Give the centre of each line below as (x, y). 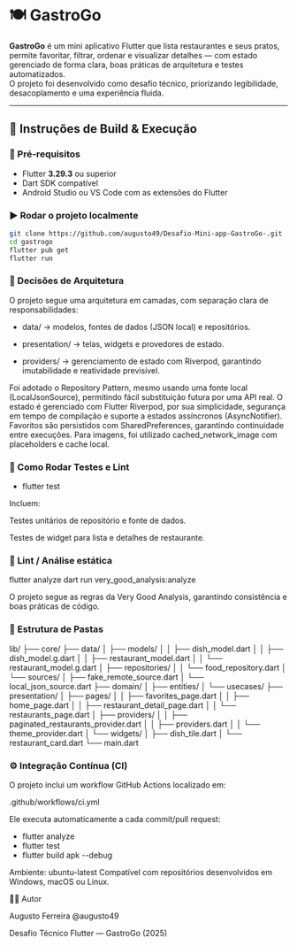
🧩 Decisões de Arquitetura (67, 281)
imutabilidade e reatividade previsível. (91, 370)
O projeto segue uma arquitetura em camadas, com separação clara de (139, 300)
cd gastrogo (31, 242)
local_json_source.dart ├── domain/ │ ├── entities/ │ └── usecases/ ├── (146, 686)
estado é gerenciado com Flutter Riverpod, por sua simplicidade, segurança (147, 406)
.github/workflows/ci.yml (54, 802)
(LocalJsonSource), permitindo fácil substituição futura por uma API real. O (146, 396)
